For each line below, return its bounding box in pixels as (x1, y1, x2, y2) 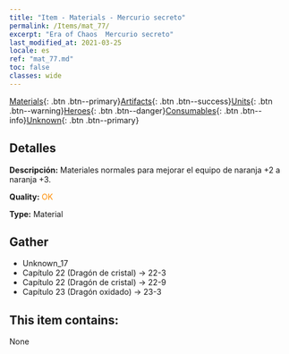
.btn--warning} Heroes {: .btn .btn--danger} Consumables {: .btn (9, 105, 239, 116)
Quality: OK (9, 191, 54, 202)
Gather (9, 234, 49, 249)
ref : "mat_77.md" (9, 55, 74, 63)
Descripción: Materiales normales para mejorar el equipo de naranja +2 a (9, 164, 281, 175)
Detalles (9, 140, 56, 156)
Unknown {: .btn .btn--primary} (26, 114, 140, 125)
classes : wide (9, 72, 63, 80)
